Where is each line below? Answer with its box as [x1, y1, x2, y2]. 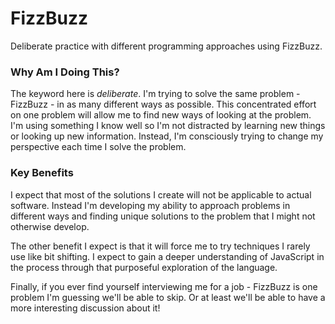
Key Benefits [10, 166, 74, 180]
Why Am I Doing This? [10, 65, 120, 79]
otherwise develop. [10, 220, 90, 232]
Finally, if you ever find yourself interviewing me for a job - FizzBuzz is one [10, 280, 318, 292]
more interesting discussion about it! [10, 302, 161, 314]
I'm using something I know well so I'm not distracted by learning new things [10, 120, 326, 132]
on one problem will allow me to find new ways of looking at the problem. [10, 109, 312, 121]
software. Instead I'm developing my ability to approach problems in [10, 199, 291, 211]
